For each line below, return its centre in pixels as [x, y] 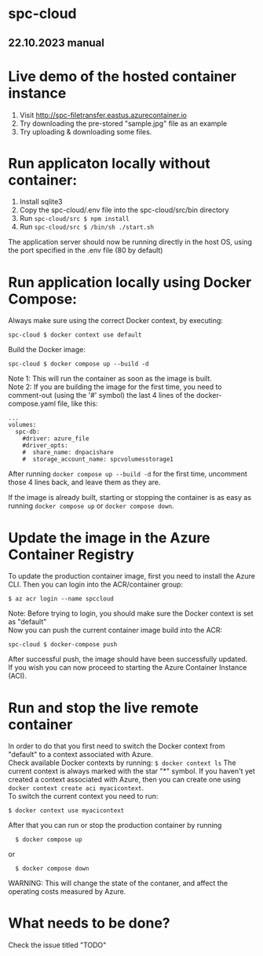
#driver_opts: [45, 446]
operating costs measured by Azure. [67, 892]
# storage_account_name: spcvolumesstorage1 [98, 460]
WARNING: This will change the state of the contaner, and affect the [118, 883]
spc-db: [28, 432]
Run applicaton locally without [109, 163]
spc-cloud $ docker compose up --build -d [79, 364]
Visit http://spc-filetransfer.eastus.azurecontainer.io [103, 115]
